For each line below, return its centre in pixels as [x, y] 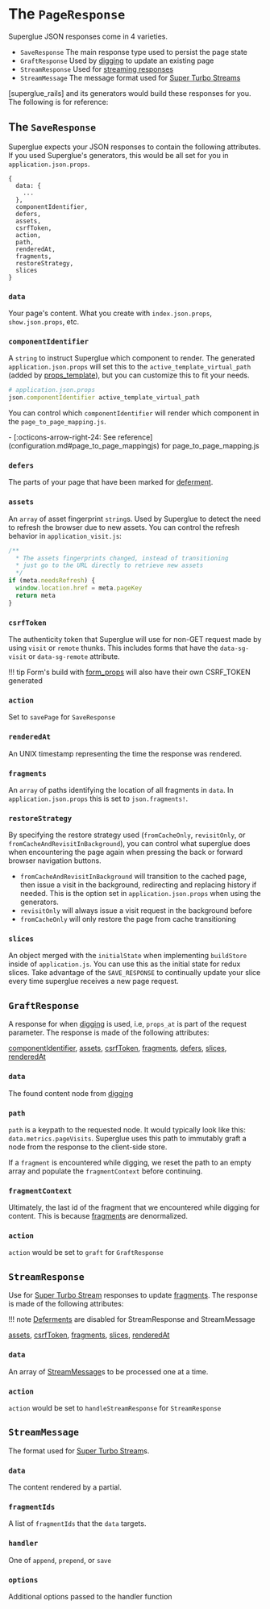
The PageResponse [67, 14]
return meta [36, 595]
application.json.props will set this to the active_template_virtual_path [130, 367]
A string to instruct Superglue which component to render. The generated [132, 358]
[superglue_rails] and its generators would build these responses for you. [130, 93]
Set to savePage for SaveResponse [62, 717]
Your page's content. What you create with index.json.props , [110, 313]
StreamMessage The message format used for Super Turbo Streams [130, 77]
